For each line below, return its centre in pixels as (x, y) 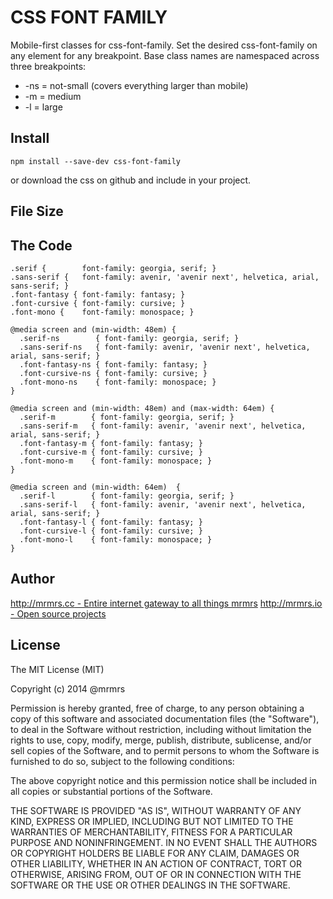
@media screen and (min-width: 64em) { (96, 487)
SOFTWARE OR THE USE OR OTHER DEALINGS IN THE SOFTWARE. (150, 885)
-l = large (43, 107)
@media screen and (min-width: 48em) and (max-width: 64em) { (142, 408)
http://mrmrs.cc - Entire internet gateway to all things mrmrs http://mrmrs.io (166, 603)
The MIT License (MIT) (57, 669)
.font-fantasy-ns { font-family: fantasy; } (113, 364)
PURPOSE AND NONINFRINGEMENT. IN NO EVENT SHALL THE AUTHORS (164, 842)
